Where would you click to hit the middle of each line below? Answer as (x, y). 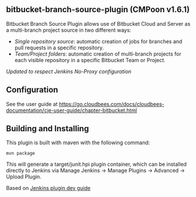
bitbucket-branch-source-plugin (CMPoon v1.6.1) (98, 10)
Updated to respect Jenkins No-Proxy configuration (69, 71)
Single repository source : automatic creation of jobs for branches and (98, 41)
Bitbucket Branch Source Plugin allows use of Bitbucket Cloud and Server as (98, 23)
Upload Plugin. (24, 177)
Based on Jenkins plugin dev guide (48, 188)
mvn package (20, 154)
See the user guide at (32, 104)
